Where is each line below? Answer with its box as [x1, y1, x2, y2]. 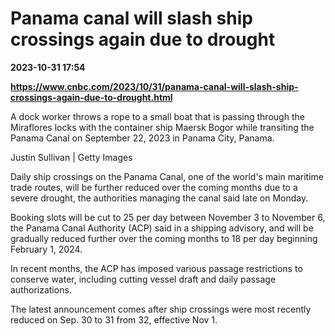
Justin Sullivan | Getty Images [10, 151, 133, 163]
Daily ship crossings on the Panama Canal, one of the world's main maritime [10, 170, 324, 182]
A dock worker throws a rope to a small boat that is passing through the [10, 110, 305, 122]
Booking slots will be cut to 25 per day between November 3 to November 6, [10, 211, 326, 223]
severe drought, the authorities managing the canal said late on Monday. [10, 192, 309, 204]
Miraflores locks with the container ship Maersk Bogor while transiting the [10, 121, 315, 133]
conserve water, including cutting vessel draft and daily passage [10, 273, 277, 285]
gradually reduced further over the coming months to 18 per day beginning [10, 232, 318, 244]
